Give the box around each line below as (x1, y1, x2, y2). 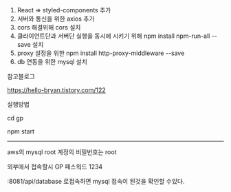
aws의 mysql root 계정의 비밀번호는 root (7, 148, 117, 156)
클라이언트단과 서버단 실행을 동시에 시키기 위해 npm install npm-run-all (16, 32, 210, 40)
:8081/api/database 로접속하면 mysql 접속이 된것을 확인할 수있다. (7, 178, 185, 185)
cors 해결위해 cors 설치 (16, 23, 81, 31)
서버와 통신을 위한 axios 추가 (16, 14, 95, 23)
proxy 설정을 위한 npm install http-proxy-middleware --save (16, 49, 185, 57)
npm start (7, 127, 35, 136)
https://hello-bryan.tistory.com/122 (7, 86, 107, 94)
